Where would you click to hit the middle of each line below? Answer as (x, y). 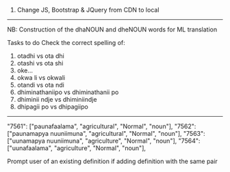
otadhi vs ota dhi (41, 56)
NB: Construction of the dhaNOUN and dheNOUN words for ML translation (112, 29)
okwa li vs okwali (41, 77)
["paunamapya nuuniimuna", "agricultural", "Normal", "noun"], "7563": (106, 133)
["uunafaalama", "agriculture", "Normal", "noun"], (76, 148)
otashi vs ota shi (40, 63)
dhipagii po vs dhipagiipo (53, 106)
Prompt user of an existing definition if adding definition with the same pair (112, 161)
